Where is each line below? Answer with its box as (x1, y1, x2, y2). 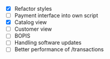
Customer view (14, 25, 52, 33)
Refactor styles (14, 5, 52, 12)
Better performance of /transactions (14, 46, 104, 53)
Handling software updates (14, 39, 82, 46)
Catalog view (14, 19, 47, 26)
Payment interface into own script (14, 12, 99, 19)
